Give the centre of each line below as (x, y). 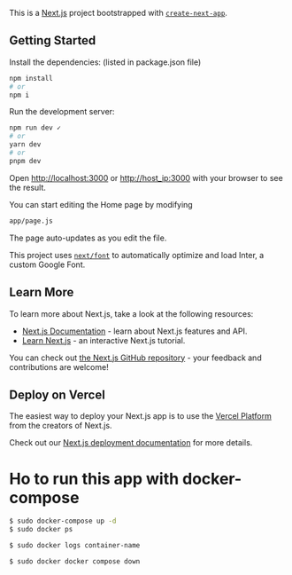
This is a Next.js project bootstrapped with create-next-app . (119, 13)
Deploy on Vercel (58, 394)
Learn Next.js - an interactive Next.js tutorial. (104, 340)
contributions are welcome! (59, 366)
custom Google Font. (47, 264)
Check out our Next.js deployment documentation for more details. (131, 443)
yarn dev (25, 145)
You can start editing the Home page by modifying (101, 204)
